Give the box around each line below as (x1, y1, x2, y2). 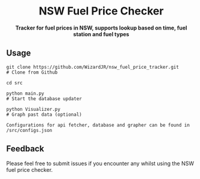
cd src (6, 80, 23, 86)
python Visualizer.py (6, 106, 61, 112)
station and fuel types (73, 30, 130, 37)
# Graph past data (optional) (6, 111, 83, 118)
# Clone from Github (6, 69, 58, 75)
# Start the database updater (6, 95, 83, 102)
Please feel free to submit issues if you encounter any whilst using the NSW (6, 160, 195, 167)
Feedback (6, 143, 45, 154)
